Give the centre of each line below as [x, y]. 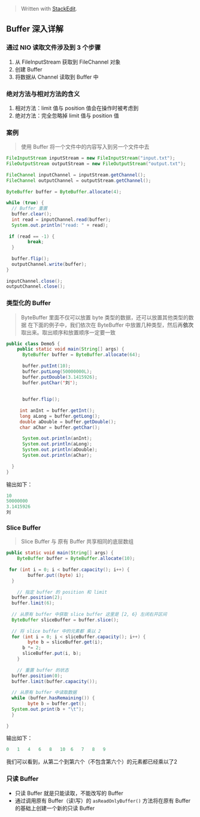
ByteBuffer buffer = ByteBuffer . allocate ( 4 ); [64, 191]
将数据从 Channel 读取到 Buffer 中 [57, 77]
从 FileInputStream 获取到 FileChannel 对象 [68, 62]
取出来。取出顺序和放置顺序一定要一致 [68, 332]
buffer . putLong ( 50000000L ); [57, 372]
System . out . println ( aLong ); [57, 444]
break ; [36, 242]
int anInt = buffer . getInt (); [57, 411]
